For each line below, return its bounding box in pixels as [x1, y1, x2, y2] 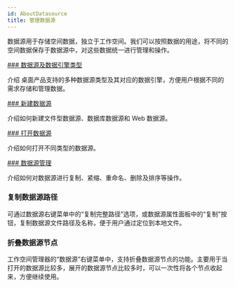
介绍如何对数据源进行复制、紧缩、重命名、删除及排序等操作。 [7, 173, 186, 182]
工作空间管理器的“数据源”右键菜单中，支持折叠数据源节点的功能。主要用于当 [7, 255, 228, 263]
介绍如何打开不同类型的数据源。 [7, 143, 100, 152]
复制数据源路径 [7, 192, 58, 202]
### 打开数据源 [7, 129, 52, 137]
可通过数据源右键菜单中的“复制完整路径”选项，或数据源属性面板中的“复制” [7, 209, 221, 218]
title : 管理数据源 [7, 17, 56, 24]
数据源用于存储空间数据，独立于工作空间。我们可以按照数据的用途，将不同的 [7, 36, 229, 45]
